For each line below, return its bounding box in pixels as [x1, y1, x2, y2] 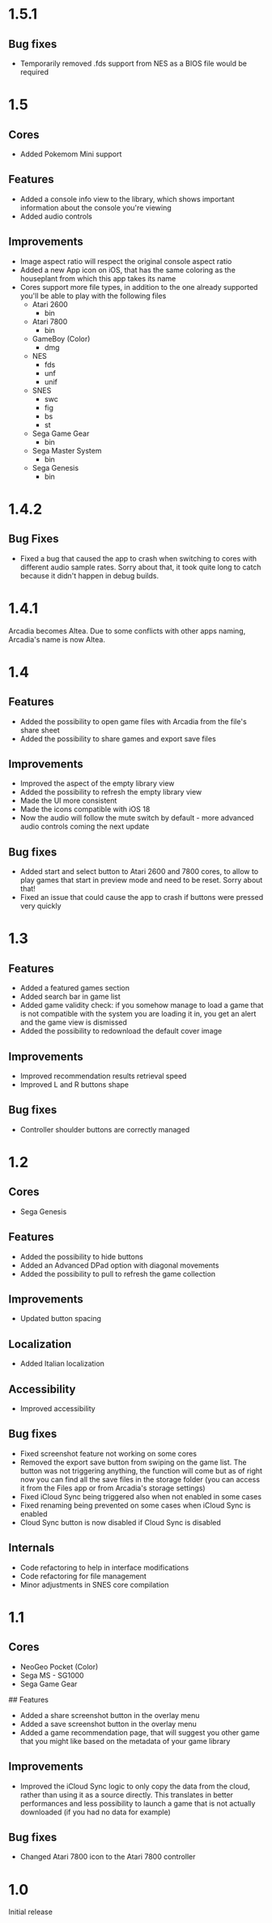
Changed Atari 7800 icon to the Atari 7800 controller [19, 1852, 196, 1861]
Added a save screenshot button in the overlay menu [19, 1719, 197, 1729]
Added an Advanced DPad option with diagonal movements [19, 1260, 219, 1270]
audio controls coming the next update [19, 821, 150, 831]
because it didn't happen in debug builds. [19, 570, 159, 580]
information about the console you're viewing [19, 203, 172, 212]
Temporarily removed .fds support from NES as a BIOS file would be [19, 58, 247, 68]
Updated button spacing [19, 1314, 102, 1324]
